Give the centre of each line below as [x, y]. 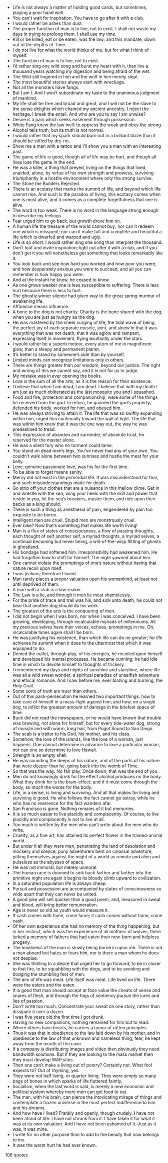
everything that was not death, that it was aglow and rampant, [76, 333]
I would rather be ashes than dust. [48, 23]
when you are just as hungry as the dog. [54, 317]
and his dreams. [29, 1108]
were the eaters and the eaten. [44, 985]
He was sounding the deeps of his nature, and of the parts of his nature [86, 761]
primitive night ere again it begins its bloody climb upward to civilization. [87, 878]
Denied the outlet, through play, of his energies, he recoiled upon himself [87, 654]
